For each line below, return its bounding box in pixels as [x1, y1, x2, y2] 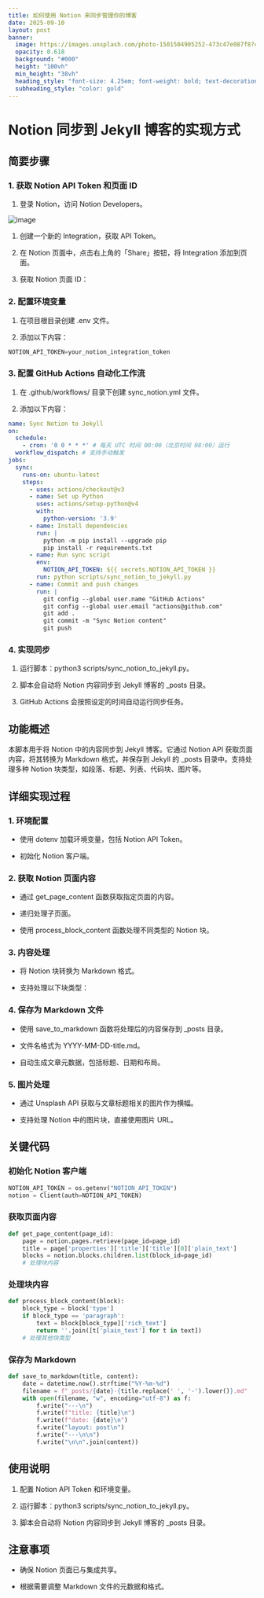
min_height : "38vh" [15, 70, 79, 78]
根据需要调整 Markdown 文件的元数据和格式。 [19, 1581, 169, 1592]
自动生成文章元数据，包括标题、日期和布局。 [19, 1057, 165, 1067]
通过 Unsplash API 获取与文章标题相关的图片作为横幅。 [19, 1098, 198, 1108]
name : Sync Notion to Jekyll [8, 420, 104, 428]
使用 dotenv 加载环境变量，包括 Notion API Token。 [19, 834, 187, 843]
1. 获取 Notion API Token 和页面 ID [8, 180, 137, 191]
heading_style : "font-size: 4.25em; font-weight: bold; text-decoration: [15, 77, 262, 85]
